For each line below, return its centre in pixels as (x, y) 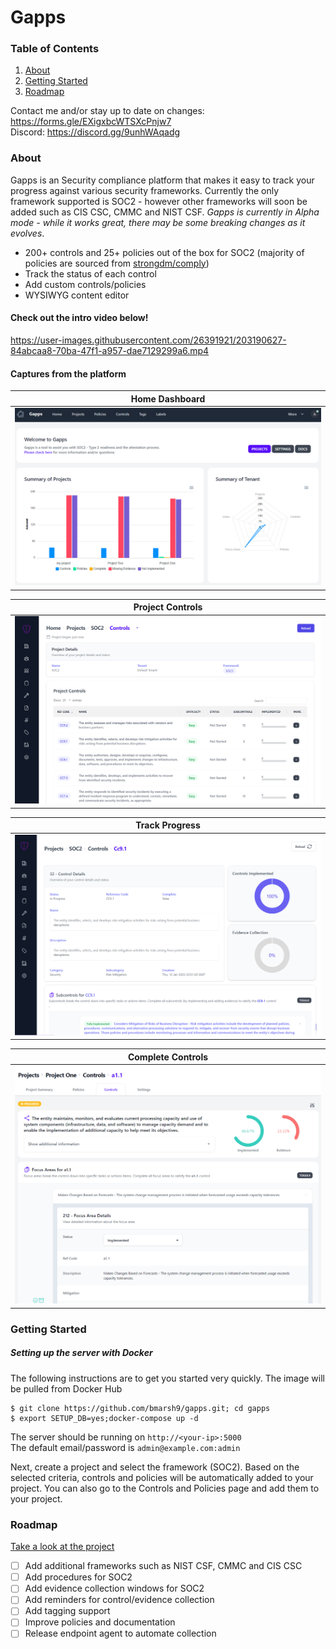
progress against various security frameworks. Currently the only (145, 190)
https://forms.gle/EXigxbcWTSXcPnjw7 (91, 122)
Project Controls (168, 607)
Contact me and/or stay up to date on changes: (107, 111)
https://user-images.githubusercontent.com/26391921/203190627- (148, 340)
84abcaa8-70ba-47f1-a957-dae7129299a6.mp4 (110, 350)
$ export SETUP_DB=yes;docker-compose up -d (104, 1418)
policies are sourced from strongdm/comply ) (117, 263)
